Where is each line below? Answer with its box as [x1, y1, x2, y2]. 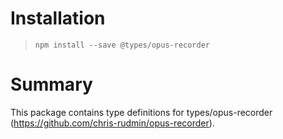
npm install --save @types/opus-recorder [34, 40, 210, 50]
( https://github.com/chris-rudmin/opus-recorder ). [10, 117, 215, 129]
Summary [10, 73, 93, 96]
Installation [10, 7, 106, 30]
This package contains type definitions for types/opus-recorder [10, 106, 273, 118]
